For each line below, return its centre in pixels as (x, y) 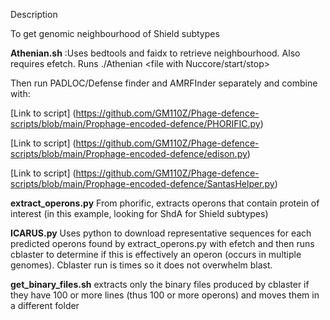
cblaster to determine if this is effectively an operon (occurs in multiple (156, 254)
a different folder (45, 305)
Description (34, 14)
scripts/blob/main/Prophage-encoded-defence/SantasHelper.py (142, 183)
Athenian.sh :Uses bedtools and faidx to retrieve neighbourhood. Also (155, 53)
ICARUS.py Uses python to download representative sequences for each (161, 233)
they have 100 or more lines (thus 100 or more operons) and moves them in (165, 295)
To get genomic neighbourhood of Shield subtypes (115, 33)
